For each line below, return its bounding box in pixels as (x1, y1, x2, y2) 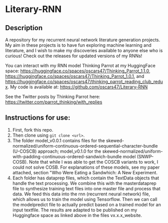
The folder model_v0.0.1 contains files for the (12, 137, 105, 144)
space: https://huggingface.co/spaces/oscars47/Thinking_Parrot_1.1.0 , (5, 68, 150, 74)
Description (5, 24, 43, 32)
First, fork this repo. (12, 127, 54, 133)
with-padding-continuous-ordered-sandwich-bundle (12, 153, 122, 159)
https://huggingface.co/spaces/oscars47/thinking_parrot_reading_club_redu (5, 79, 163, 84)
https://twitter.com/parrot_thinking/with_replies (5, 99, 103, 105)
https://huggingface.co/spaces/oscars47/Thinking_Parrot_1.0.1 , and (5, 73, 144, 79)
